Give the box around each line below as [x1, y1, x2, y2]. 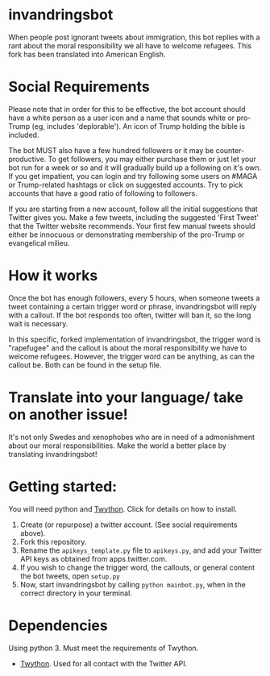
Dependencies [8, 616, 108, 634]
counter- [215, 145, 245, 155]
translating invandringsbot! [8, 449, 98, 458]
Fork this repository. [19, 537, 87, 546]
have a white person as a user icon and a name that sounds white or [8, 113, 235, 122]
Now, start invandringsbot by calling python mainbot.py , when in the [19, 579, 246, 589]
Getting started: [8, 477, 118, 496]
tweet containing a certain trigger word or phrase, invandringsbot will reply [8, 301, 257, 311]
